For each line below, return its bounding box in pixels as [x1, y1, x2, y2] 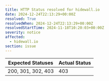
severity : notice [5, 30, 41, 35]
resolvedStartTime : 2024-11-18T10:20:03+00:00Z [5, 26, 105, 30]
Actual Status [58, 59, 91, 66]
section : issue [5, 44, 36, 49]
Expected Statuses [8, 59, 54, 66]
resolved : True [5, 16, 36, 21]
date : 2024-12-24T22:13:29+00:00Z [5, 12, 76, 17]
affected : [5, 35, 26, 40]
